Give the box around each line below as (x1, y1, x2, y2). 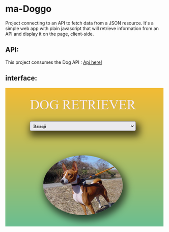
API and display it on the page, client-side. (5, 31, 94, 37)
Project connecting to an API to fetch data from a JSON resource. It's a (5, 20, 154, 26)
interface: (5, 74, 37, 83)
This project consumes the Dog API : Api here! (5, 59, 102, 65)
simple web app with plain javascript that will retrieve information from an (5, 25, 159, 31)
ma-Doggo (5, 3, 52, 15)
